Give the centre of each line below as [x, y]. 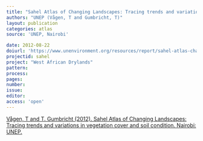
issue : [14, 90]
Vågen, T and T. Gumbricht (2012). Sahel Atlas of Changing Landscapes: [97, 119]
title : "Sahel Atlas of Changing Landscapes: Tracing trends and [90, 12]
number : [16, 85]
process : [17, 73]
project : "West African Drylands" [50, 62]
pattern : [17, 68]
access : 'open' [25, 102]
